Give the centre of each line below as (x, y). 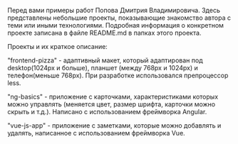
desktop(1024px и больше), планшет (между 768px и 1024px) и (103, 68)
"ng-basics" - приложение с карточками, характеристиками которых (113, 96)
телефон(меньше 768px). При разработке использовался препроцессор (118, 75)
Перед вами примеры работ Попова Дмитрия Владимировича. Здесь (114, 10)
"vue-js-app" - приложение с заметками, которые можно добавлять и (114, 126)
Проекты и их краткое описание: (58, 46)
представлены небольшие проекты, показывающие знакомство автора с (119, 18)
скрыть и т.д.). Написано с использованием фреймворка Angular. (107, 112)
